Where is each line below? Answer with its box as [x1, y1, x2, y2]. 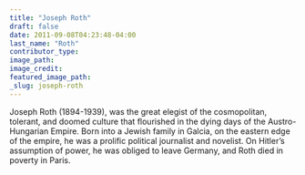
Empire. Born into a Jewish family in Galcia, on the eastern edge [50, 125, 291, 137]
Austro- [267, 116, 297, 127]
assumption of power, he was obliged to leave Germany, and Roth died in [9, 145, 284, 156]
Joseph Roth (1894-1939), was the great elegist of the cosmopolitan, [9, 106, 268, 117]
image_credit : [9, 65, 64, 74]
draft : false [9, 22, 59, 31]
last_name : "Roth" [9, 38, 79, 48]
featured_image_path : [9, 73, 92, 82]
